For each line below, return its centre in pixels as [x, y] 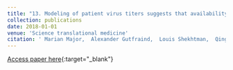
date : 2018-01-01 [32, 26]
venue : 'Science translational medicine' [68, 33]
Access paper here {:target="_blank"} [60, 59]
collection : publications [44, 20]
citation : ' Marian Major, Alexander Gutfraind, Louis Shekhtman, [108, 40]
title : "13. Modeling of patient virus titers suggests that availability [118, 14]
